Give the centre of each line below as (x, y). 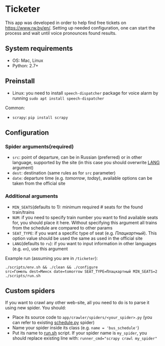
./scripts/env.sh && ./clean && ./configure (51, 267)
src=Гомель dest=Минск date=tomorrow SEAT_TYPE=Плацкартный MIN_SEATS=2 (81, 271)
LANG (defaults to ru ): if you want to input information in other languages (84, 243)
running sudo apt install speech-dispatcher (58, 98)
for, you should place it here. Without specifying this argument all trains (85, 223)
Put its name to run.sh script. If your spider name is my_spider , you (80, 333)
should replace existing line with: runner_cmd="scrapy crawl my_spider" (85, 338)
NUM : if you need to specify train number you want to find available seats (85, 217)
